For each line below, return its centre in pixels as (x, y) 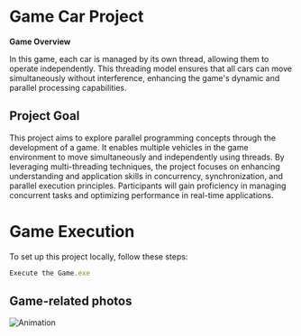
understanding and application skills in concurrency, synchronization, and (146, 176)
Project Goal (45, 116)
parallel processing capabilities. (68, 87)
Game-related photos (71, 300)
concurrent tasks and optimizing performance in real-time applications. (141, 195)
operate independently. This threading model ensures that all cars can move (151, 68)
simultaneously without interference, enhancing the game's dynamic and (145, 77)
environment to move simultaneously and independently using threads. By (147, 157)
